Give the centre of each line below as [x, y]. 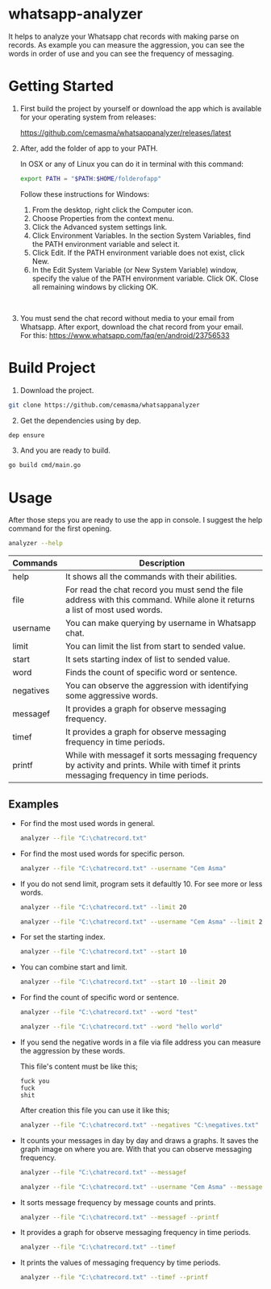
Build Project [52, 367]
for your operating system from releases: [88, 117]
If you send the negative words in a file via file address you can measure [140, 1042]
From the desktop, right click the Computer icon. [113, 210]
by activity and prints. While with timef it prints [153, 765]
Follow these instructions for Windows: [85, 194]
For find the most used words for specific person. [102, 853]
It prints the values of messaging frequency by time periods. [120, 1262]
